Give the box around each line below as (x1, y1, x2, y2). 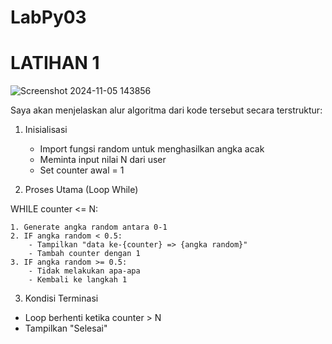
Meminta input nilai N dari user (39, 154, 167, 166)
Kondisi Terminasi (24, 292, 99, 305)
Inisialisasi (24, 124, 68, 136)
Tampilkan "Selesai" (24, 322, 108, 335)
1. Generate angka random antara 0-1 (10, 222, 168, 233)
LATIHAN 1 (10, 52, 100, 75)
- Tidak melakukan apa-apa (28, 266, 141, 276)
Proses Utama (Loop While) (24, 184, 139, 196)
